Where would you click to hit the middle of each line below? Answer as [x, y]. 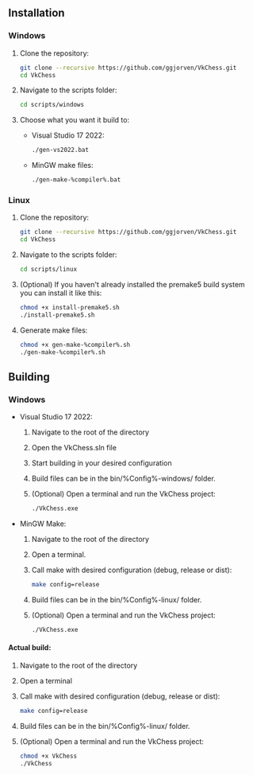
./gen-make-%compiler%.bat [76, 180]
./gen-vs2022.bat [60, 150]
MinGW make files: [62, 166]
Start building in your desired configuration [102, 463]
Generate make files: [54, 330]
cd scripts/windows [52, 105]
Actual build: [30, 648]
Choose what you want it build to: [74, 120]
